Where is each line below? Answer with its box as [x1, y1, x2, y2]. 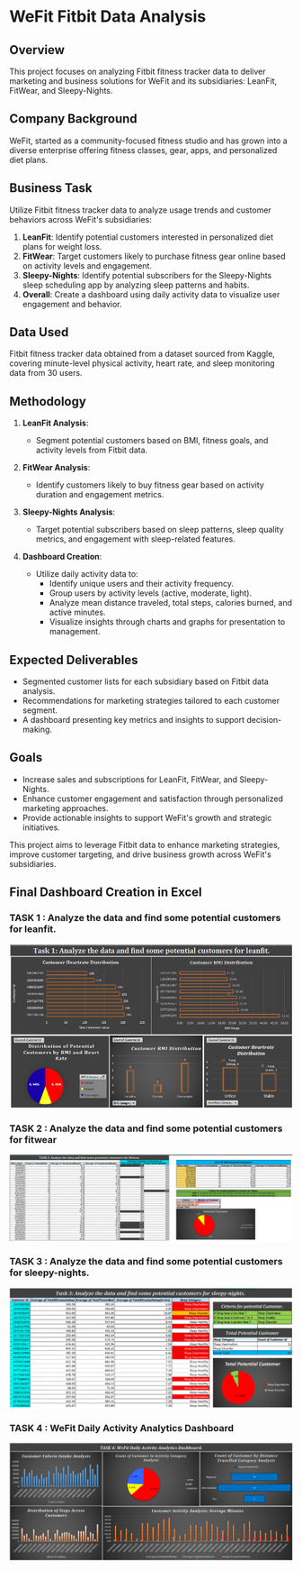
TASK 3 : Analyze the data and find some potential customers [9, 1255, 283, 1268]
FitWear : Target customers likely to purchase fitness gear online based [22, 251, 286, 261]
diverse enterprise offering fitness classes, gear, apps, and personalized [9, 144, 278, 155]
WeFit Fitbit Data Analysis [9, 6, 207, 27]
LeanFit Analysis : [22, 417, 89, 429]
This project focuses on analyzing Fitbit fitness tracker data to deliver [9, 66, 266, 77]
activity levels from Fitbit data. [35, 444, 148, 456]
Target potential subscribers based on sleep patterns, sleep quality [35, 525, 285, 535]
